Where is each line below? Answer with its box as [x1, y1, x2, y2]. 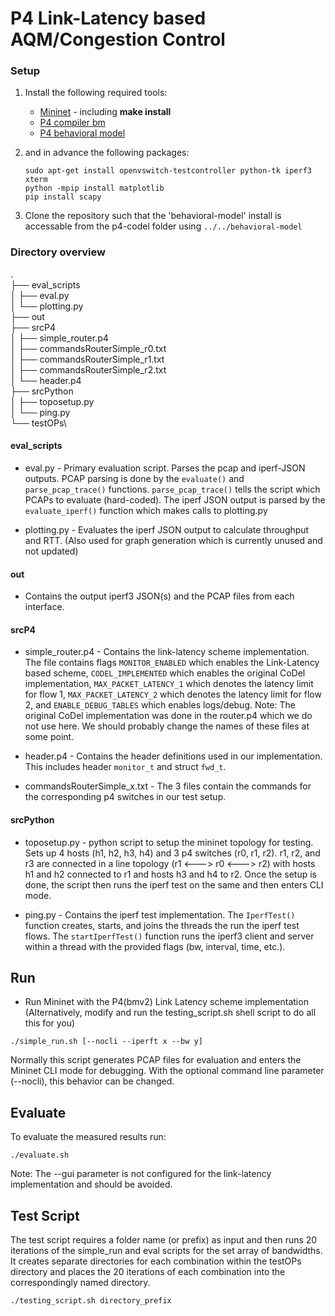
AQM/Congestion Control [10, 28, 226, 51]
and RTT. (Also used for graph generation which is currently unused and [24, 534, 323, 546]
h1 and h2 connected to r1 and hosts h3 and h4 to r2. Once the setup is [24, 868, 317, 880]
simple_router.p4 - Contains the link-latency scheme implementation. [24, 646, 310, 658]
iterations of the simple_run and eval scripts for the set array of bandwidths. [10, 1245, 323, 1257]
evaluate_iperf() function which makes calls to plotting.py [24, 504, 268, 516]
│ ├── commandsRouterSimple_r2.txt [10, 363, 167, 376]
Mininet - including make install [39, 106, 172, 118]
